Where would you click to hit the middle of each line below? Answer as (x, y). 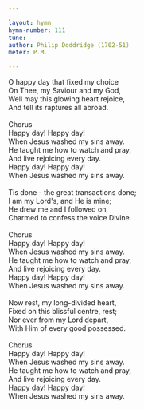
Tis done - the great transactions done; (72, 193)
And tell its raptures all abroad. (58, 108)
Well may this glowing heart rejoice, (67, 99)
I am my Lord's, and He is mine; (60, 201)
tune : (17, 38)
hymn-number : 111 (37, 30)
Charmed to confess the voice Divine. (70, 218)
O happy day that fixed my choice (64, 82)
